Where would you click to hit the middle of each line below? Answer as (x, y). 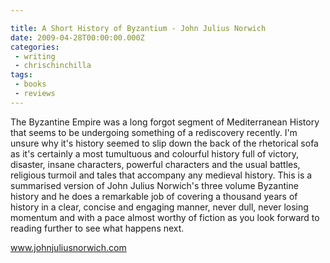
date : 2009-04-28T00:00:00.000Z (77, 37)
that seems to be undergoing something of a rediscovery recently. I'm (154, 132)
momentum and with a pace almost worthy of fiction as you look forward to (165, 217)
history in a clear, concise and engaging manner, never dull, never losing (159, 207)
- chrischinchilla (53, 66)
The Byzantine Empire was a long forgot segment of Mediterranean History (165, 122)
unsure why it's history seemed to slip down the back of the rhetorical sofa (164, 143)
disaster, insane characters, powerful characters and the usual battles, (155, 164)
